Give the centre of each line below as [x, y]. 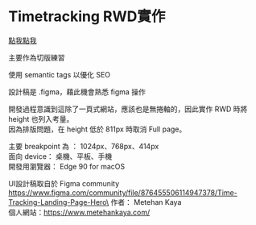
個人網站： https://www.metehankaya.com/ [79, 212]
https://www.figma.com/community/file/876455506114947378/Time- [123, 192]
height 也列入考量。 [41, 119]
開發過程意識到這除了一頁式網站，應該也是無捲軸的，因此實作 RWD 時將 [128, 109]
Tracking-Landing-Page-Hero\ [59, 202]
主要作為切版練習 [37, 57]
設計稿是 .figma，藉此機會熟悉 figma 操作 [77, 92]
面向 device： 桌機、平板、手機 [60, 156]
